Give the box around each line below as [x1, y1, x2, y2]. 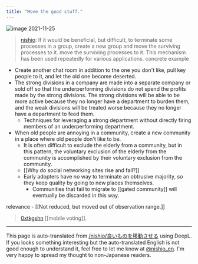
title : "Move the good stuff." [6, 8, 83, 15]
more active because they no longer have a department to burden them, [14, 98, 190, 105]
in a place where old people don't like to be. [14, 135, 121, 142]
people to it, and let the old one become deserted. [14, 72, 137, 80]
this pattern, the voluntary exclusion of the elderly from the [23, 148, 167, 155]
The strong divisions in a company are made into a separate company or [14, 79, 191, 86]
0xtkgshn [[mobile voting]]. [20, 214, 87, 222]
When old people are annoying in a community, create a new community [14, 129, 191, 136]
